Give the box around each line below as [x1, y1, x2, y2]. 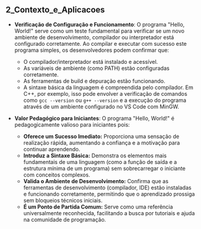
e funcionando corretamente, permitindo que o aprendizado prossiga [23, 190, 195, 198]
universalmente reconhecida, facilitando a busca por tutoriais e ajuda [23, 209, 195, 216]
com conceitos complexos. [23, 171, 91, 178]
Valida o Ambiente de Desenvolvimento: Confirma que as [23, 177, 169, 184]
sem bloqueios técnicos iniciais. [23, 196, 103, 204]
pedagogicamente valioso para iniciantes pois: [14, 121, 130, 128]
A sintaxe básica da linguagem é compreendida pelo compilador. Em [23, 84, 194, 91]
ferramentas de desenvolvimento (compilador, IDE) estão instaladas [23, 184, 192, 191]
